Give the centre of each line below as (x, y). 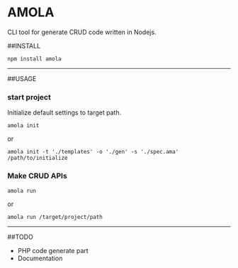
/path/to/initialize (38, 158)
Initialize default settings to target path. (64, 113)
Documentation (40, 258)
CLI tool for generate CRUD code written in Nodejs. (82, 32)
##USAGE (22, 78)
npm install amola (34, 59)
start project (29, 97)
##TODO (20, 237)
